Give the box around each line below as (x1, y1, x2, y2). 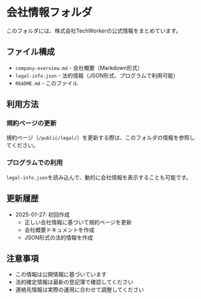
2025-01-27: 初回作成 (15, 211, 70, 218)
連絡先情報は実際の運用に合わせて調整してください (15, 286, 144, 293)
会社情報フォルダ (6, 6, 93, 20)
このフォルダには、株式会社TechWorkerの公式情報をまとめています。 (6, 27, 182, 34)
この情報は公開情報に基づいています (15, 271, 107, 278)
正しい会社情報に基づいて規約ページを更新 (24, 218, 132, 225)
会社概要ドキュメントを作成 (24, 226, 95, 233)
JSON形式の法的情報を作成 (24, 233, 93, 241)
